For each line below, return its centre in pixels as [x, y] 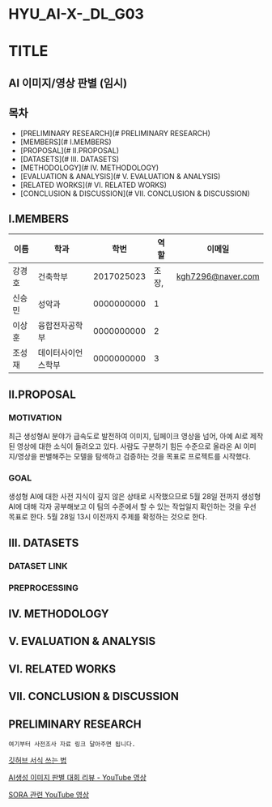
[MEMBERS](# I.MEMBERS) [66, 142]
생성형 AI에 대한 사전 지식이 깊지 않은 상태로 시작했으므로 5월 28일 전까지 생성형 [135, 497]
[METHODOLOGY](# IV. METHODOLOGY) [89, 168]
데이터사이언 [60, 353]
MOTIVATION [35, 417]
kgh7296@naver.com [218, 276]
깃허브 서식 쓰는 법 [38, 760]
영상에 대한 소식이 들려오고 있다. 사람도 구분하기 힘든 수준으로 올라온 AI [129, 446]
